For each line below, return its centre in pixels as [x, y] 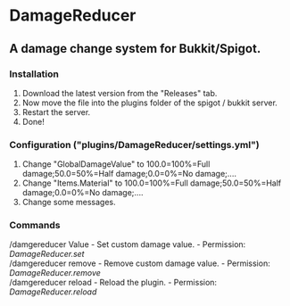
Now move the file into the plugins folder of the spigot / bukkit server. [150, 103]
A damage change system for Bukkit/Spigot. [135, 49]
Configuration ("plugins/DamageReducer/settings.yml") [135, 145]
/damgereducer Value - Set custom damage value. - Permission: [128, 244]
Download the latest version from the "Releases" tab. [120, 93]
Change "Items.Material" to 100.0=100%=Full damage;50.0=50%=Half [152, 183]
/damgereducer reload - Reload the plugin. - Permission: [113, 283]
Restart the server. [56, 112]
